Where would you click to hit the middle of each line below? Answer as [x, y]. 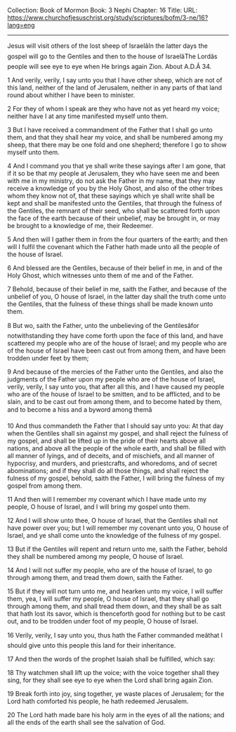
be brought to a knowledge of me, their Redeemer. [80, 226]
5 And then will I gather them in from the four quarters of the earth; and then [118, 239]
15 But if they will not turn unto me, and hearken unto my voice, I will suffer [115, 591]
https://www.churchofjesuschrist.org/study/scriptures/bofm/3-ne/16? [108, 18]
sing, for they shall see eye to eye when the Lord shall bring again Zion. [110, 680]
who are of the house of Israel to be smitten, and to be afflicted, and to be [114, 394]
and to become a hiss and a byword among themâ [80, 410]
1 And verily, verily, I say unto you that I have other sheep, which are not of [115, 80]
